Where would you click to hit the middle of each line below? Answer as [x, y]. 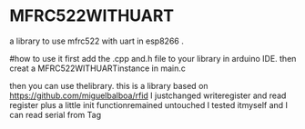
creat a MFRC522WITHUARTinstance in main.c [98, 68]
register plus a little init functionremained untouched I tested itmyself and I [149, 104]
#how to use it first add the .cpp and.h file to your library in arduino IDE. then [153, 58]
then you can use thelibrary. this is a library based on [109, 85]
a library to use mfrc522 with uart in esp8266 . [97, 41]
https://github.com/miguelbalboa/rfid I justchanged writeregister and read [148, 95]
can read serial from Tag [56, 114]
